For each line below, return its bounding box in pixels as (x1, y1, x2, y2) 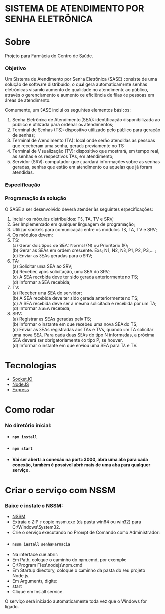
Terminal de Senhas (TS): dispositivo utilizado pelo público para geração (12, 127, 161, 133)
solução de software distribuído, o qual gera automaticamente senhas (5, 81, 147, 87)
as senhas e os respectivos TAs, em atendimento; (12, 153, 114, 159)
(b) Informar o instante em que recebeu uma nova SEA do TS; (12, 321, 138, 327)
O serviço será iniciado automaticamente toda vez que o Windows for (5, 598, 147, 604)
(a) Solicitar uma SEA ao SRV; (12, 263, 73, 269)
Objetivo (5, 65, 26, 72)
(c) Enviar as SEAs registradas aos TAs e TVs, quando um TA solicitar (12, 326, 154, 332)
